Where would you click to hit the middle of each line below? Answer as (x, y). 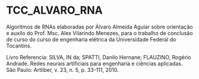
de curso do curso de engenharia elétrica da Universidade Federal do (91, 39)
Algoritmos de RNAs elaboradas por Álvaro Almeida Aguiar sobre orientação (99, 27)
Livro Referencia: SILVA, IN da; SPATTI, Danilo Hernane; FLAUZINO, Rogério (99, 57)
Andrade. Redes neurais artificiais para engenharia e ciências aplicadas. (94, 64)
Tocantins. (19, 46)
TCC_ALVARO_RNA (54, 10)
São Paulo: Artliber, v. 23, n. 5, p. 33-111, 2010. (62, 69)
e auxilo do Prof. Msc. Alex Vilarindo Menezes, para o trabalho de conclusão (99, 33)
